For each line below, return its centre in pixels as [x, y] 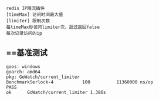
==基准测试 [27, 53]
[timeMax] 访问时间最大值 [35, 15]
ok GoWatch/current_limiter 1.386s [56, 92]
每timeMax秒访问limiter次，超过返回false [53, 27]
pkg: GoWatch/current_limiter [43, 77]
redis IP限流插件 [26, 8]
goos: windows [23, 66]
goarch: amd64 [23, 72]
